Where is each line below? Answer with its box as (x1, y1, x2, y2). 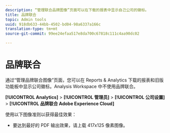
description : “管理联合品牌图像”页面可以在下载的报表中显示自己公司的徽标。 (5, 7, 149, 13)
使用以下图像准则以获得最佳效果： (5, 111, 77, 117)
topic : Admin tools (5, 17, 47, 22)
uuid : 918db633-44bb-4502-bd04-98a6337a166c (5, 21, 101, 27)
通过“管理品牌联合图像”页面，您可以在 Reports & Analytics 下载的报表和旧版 (5, 77, 164, 83)
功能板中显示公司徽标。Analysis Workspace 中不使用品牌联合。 (5, 83, 138, 89)
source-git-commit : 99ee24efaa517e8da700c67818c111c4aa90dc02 (5, 31, 140, 36)
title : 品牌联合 (5, 12, 37, 17)
